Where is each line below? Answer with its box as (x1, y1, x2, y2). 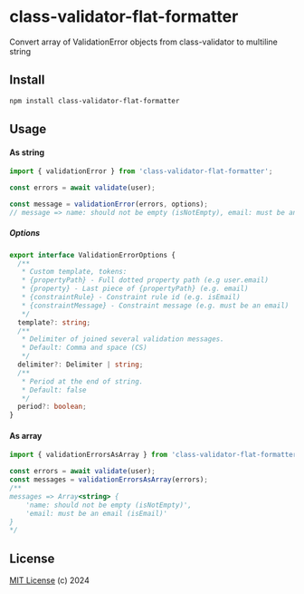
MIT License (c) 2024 (9, 575, 90, 586)
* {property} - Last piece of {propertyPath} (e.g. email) (21, 284, 249, 294)
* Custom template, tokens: (21, 268, 128, 277)
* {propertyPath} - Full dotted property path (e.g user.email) (21, 276, 270, 285)
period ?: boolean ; (17, 402, 88, 412)
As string (9, 147, 45, 158)
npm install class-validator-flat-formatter (9, 96, 180, 105)
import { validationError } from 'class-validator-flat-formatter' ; (9, 167, 273, 176)
